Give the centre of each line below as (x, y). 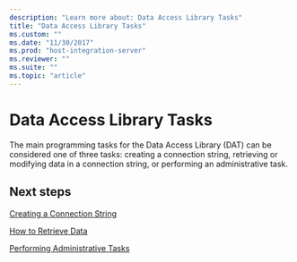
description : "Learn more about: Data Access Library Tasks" (126, 17)
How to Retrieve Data (48, 231)
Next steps (40, 192)
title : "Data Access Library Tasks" (78, 26)
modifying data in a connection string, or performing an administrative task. (149, 164)
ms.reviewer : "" (39, 59)
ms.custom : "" (36, 34)
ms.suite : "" (34, 68)
